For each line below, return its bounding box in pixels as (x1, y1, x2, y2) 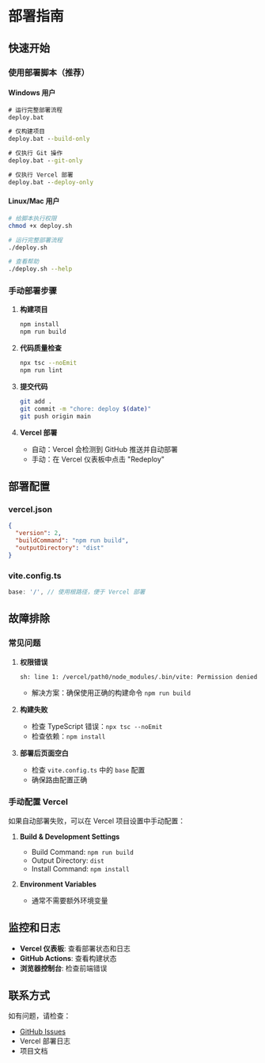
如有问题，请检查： (8, 1011, 71, 1021)
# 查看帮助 (8, 258, 40, 266)
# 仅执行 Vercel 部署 (8, 171, 74, 179)
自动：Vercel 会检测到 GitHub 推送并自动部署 (31, 444, 178, 454)
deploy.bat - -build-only (8, 135, 90, 143)
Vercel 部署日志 (19, 1036, 71, 1046)
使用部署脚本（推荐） (8, 66, 89, 78)
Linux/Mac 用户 (8, 196, 60, 206)
